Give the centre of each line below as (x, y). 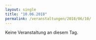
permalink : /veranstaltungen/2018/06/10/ (48, 19)
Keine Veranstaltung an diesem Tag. (42, 33)
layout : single (21, 10)
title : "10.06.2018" (26, 14)
